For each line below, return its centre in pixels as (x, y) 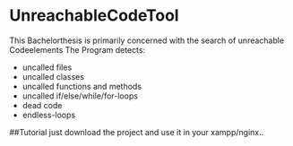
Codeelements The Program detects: (78, 49)
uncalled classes (53, 76)
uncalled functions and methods (82, 86)
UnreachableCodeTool (94, 16)
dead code (42, 105)
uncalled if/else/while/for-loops (80, 96)
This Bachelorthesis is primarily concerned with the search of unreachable (147, 40)
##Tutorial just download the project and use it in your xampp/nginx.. (137, 132)
